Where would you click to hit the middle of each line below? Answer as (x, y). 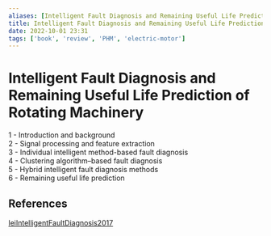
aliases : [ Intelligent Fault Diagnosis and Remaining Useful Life (122, 16)
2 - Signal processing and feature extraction (82, 144)
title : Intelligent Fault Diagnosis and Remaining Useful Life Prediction (137, 23)
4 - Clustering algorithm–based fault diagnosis (85, 161)
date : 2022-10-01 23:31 (48, 31)
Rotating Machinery (76, 113)
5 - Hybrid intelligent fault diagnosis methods (83, 170)
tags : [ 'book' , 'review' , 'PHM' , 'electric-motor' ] (97, 38)
